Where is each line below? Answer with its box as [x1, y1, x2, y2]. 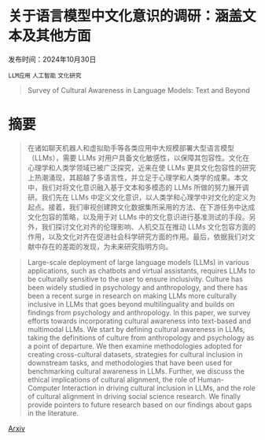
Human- [197, 375, 224, 384]
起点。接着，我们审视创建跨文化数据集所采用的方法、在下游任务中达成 [27, 202, 256, 211]
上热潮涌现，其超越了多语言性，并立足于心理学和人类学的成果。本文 [27, 173, 248, 182]
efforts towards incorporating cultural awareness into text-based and [27, 316, 252, 326]
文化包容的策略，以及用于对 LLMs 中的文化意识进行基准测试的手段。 [27, 212, 249, 222]
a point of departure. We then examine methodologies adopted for [27, 341, 242, 351]
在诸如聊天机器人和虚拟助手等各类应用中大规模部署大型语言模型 [27, 143, 234, 152]
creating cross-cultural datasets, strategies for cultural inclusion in [27, 349, 244, 359]
